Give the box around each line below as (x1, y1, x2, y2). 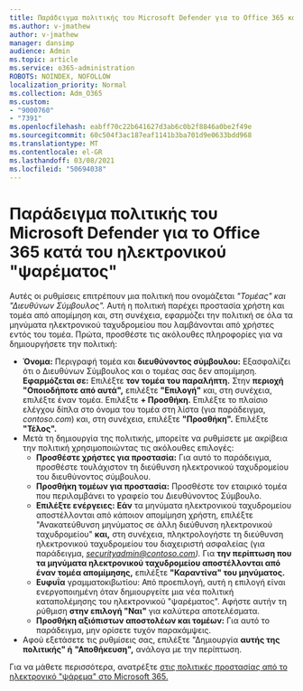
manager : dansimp (9, 38, 75, 48)
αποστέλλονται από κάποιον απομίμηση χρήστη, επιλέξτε (35, 509, 254, 520)
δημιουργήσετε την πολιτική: (9, 339, 117, 350)
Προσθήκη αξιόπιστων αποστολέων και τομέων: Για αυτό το (35, 615, 271, 626)
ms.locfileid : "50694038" (9, 164, 106, 173)
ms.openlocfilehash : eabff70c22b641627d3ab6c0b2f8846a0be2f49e (9, 123, 252, 132)
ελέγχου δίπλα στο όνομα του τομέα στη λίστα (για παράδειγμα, (22, 404, 266, 416)
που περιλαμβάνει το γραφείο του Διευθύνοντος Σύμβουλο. (35, 490, 262, 501)
